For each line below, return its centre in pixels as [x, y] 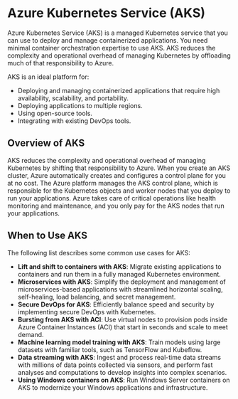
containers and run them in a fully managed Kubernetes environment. [119, 274]
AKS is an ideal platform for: [48, 77]
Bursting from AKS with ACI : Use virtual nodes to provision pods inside [123, 319]
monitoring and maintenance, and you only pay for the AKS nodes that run [116, 206]
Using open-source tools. [55, 113]
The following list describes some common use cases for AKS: [99, 252]
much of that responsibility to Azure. [61, 63]
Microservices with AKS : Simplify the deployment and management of [121, 282]
